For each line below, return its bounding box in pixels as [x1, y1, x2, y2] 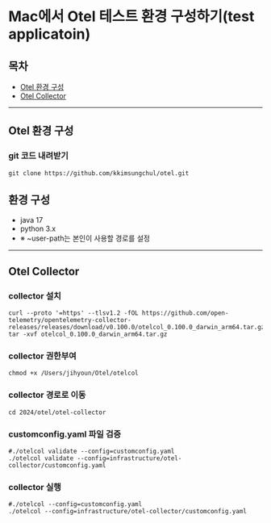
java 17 [19, 215, 44, 224]
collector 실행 [8, 482, 62, 492]
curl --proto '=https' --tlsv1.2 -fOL [8, 309, 139, 317]
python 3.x [19, 224, 56, 233]
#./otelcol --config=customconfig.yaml [8, 500, 143, 508]
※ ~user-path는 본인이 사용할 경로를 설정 [19, 233, 151, 243]
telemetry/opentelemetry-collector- [8, 316, 131, 324]
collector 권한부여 [8, 350, 77, 362]
